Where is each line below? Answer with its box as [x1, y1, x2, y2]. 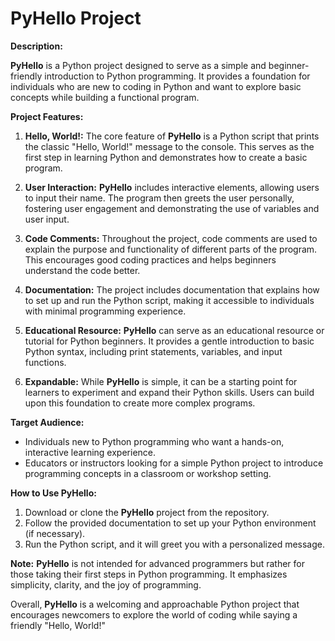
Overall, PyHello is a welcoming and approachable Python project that [10, 598, 300, 610]
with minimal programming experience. [24, 305, 187, 317]
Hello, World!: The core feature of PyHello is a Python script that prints [24, 130, 320, 142]
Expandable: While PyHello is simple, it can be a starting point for [24, 375, 298, 387]
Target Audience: [10, 416, 85, 428]
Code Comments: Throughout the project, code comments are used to [24, 232, 318, 244]
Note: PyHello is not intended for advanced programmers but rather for [10, 557, 305, 569]
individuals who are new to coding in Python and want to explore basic [10, 80, 302, 92]
